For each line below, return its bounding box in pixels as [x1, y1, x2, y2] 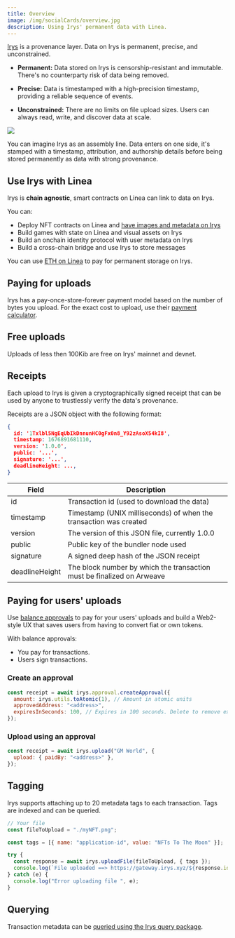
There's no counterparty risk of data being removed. [17, 71, 169, 79]
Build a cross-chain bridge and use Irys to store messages [17, 243, 186, 252]
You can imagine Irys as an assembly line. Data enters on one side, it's [7, 140, 211, 148]
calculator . [7, 311, 38, 319]
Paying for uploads [7, 277, 92, 289]
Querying [7, 904, 50, 916]
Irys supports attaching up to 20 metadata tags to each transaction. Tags [7, 798, 218, 807]
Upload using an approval [7, 732, 97, 742]
